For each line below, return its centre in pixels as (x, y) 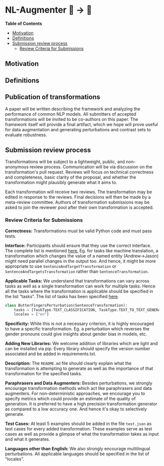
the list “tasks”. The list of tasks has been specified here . (62, 296)
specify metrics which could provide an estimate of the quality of (70, 399)
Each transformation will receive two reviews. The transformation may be (79, 192)
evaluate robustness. (26, 135)
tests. (10, 236)
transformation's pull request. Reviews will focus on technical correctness (79, 172)
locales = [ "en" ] (31, 314)
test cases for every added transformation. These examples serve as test (79, 429)
